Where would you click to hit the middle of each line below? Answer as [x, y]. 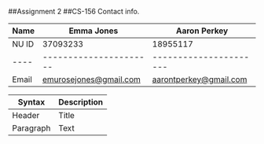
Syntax [31, 102]
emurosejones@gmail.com [92, 79]
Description [81, 102]
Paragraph [31, 128]
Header [26, 115]
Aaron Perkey [202, 31]
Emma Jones [93, 31]
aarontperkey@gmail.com [200, 79]
